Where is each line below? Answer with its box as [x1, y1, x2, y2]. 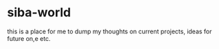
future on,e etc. [7, 34, 51, 42]
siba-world [7, 5, 71, 20]
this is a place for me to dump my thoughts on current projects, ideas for [7, 27, 212, 35]
